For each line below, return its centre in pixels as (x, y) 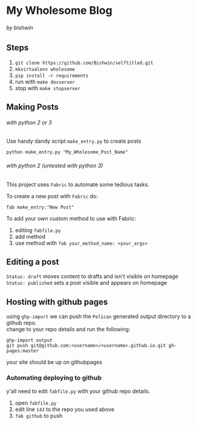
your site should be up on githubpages (54, 362)
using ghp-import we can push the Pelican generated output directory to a (99, 316)
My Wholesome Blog (60, 11)
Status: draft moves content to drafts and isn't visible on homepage (92, 276)
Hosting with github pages (57, 302)
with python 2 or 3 (29, 122)
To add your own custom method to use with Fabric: (71, 218)
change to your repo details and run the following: (68, 329)
